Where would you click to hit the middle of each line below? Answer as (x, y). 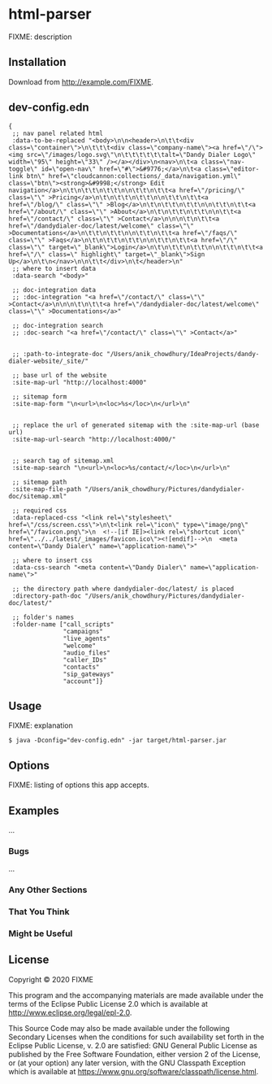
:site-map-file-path (47, 489)
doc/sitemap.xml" (38, 496)
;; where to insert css (52, 560)
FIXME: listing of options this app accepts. (79, 785)
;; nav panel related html (58, 133)
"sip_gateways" (89, 674)
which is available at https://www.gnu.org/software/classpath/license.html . (134, 1071)
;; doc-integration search (58, 325)
